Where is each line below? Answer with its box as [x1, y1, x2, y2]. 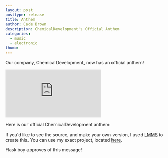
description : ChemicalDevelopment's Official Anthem [5, 27, 120, 32]
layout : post [5, 7, 33, 13]
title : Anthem [5, 17, 36, 22]
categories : [5, 31, 31, 36]
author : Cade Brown [5, 21, 47, 27]
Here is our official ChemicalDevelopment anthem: [5, 121, 111, 127]
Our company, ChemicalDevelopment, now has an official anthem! [5, 59, 144, 65]
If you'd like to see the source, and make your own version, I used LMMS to [5, 131, 163, 138]
